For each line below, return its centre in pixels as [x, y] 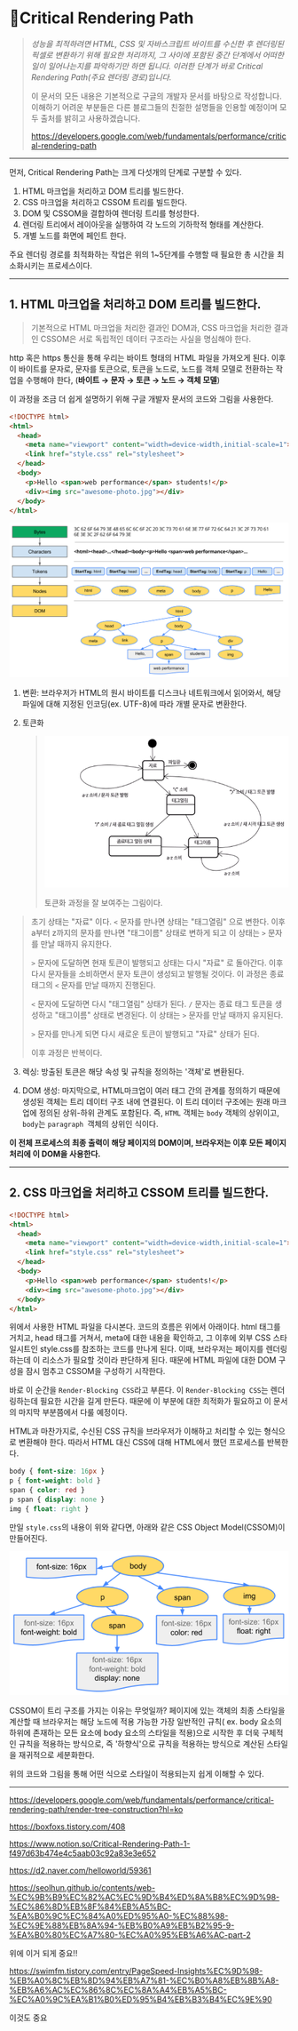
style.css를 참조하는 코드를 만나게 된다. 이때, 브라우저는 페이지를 [152, 1349]
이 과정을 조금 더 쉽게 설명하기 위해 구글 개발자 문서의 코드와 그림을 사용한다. [141, 398]
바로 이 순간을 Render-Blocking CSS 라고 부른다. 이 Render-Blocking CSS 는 [139, 1390]
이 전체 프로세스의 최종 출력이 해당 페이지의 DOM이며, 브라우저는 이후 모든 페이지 [148, 1142]
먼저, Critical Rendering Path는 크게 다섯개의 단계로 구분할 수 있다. [125, 172]
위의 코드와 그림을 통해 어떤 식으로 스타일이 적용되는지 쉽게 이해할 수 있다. [137, 1773]
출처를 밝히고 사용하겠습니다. [90, 118]
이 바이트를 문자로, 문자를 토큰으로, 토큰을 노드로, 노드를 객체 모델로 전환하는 [141, 369]
